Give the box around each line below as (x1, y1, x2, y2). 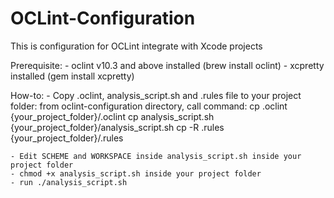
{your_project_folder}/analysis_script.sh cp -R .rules (10, 121, 225, 133)
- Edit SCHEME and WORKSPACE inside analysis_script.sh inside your (10, 151, 302, 161)
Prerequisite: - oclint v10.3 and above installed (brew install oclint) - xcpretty (10, 59, 325, 71)
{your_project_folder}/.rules (10, 132, 124, 144)
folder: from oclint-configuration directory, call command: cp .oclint (10, 100, 288, 112)
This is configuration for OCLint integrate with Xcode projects (10, 40, 263, 52)
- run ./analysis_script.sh (10, 177, 128, 187)
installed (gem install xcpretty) (10, 70, 135, 82)
